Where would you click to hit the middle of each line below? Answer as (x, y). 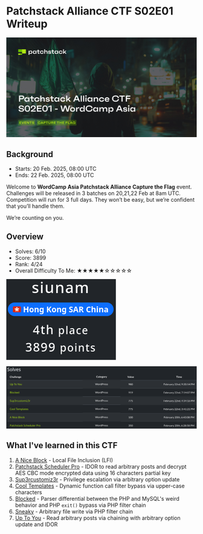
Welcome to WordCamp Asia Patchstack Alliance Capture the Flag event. (99, 187)
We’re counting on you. (35, 218)
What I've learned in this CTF (62, 446)
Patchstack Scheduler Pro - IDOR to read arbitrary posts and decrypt (101, 466)
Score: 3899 (31, 257)
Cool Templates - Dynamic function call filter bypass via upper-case (100, 486)
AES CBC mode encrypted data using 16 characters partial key (93, 473)
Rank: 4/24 (29, 264)
